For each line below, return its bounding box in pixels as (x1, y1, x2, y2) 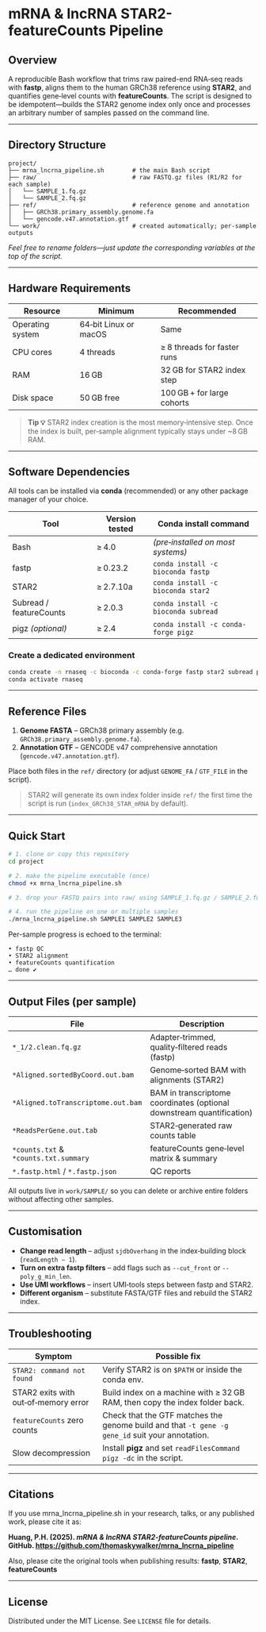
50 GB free (79, 392, 120, 403)
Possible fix (155, 1350, 201, 1361)
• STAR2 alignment (8, 952, 69, 960)
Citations (8, 1488, 55, 1501)
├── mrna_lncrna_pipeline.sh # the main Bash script (8, 166, 211, 175)
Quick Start (8, 829, 66, 842)
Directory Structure (8, 138, 107, 152)
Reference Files (8, 704, 87, 718)
